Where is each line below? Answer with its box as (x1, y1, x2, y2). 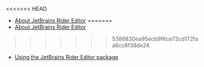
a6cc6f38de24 (112, 42, 150, 49)
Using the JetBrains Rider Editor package (14, 54, 118, 60)
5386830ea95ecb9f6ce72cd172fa (112, 35, 199, 42)
